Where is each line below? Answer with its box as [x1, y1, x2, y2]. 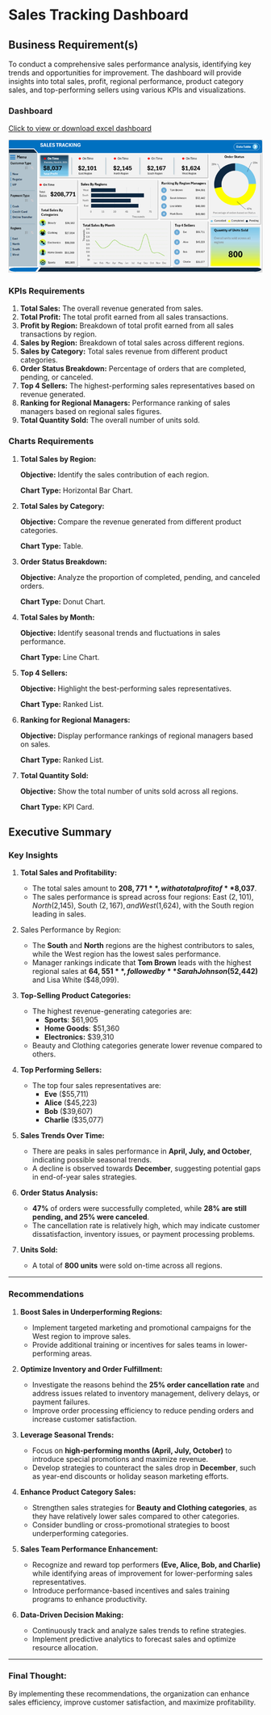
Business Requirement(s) [8, 38, 139, 52]
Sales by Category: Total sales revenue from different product [19, 346, 228, 357]
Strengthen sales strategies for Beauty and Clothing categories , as [31, 1502, 257, 1512]
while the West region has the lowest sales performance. [31, 949, 221, 959]
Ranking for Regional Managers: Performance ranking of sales [19, 398, 231, 408]
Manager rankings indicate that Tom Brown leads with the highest [31, 958, 252, 968]
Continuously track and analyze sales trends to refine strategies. [31, 1625, 247, 1635]
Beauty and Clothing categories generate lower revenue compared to [31, 1041, 263, 1051]
